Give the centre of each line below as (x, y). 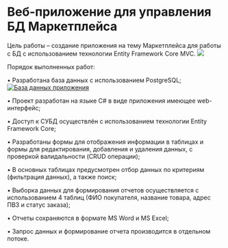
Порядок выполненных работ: (51, 66)
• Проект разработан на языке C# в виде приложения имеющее (102, 101)
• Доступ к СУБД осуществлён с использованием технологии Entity (107, 121)
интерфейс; (24, 108)
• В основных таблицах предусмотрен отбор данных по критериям (106, 169)
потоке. (18, 238)
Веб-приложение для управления (109, 12)
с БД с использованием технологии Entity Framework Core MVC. (102, 53)
